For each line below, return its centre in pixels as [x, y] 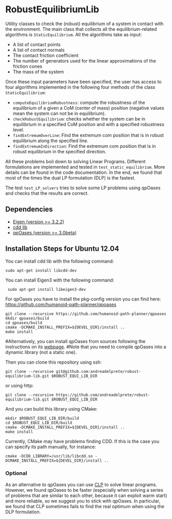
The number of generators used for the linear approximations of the [84, 61]
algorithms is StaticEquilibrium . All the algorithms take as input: [74, 34]
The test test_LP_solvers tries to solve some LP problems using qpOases [83, 188]
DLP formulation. [23, 512]
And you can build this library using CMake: [51, 409]
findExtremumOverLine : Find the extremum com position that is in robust [88, 135]
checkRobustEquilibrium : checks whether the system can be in [79, 118]
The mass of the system [38, 72]
